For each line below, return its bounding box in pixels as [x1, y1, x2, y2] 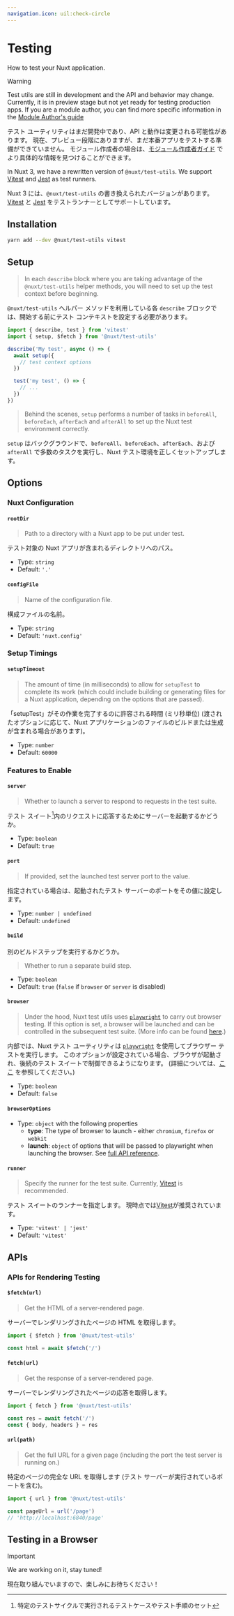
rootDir [7, 515, 30, 522]
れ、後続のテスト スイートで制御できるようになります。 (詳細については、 [7, 1059, 219, 1068]
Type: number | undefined [17, 908, 92, 918]
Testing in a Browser [7, 1533, 98, 1546]
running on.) [24, 1458, 60, 1466]
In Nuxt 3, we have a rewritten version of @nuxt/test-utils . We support [7, 167, 212, 175]
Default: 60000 [17, 748, 58, 756]
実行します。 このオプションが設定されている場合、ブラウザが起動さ [25, 1051, 222, 1059]
